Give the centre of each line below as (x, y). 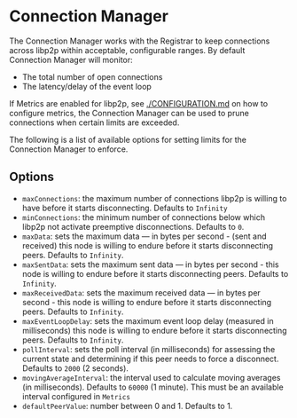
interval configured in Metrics (76, 396)
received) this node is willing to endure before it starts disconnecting (147, 245)
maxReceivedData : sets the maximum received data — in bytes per (141, 292)
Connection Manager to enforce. (69, 149)
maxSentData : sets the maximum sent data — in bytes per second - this (150, 264)
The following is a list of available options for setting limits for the (128, 139)
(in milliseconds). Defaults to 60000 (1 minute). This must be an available (152, 387)
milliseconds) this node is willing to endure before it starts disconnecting (154, 330)
